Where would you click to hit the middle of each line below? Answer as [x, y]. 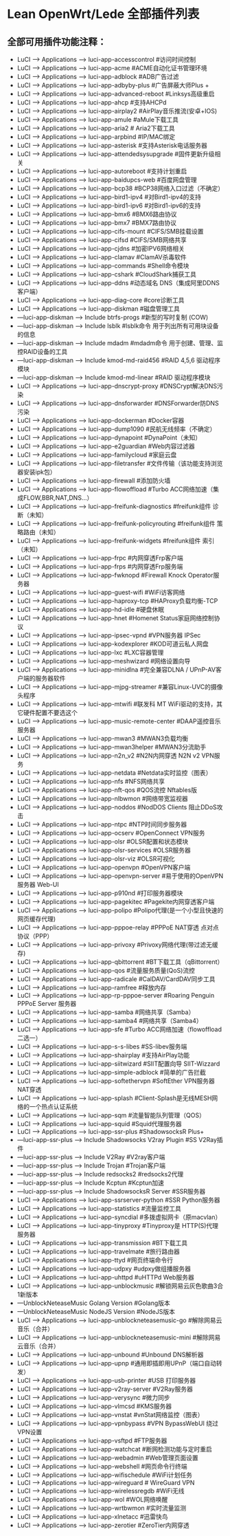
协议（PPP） [35, 936]
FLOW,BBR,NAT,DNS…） [58, 498]
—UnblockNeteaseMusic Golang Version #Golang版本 [93, 1303]
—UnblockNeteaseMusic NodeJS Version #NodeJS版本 [96, 1312]
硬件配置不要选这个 [50, 713]
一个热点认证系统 [53, 1107]
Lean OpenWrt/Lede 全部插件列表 [103, 14]
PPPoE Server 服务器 [47, 1003]
